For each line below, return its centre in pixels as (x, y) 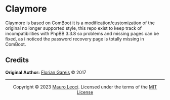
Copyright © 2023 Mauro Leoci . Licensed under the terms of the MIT (85, 87)
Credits (17, 60)
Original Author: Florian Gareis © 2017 (46, 72)
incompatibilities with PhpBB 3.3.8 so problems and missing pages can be (82, 33)
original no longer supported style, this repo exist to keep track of (74, 28)
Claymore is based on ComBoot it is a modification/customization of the (80, 23)
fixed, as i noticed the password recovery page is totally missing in (75, 39)
